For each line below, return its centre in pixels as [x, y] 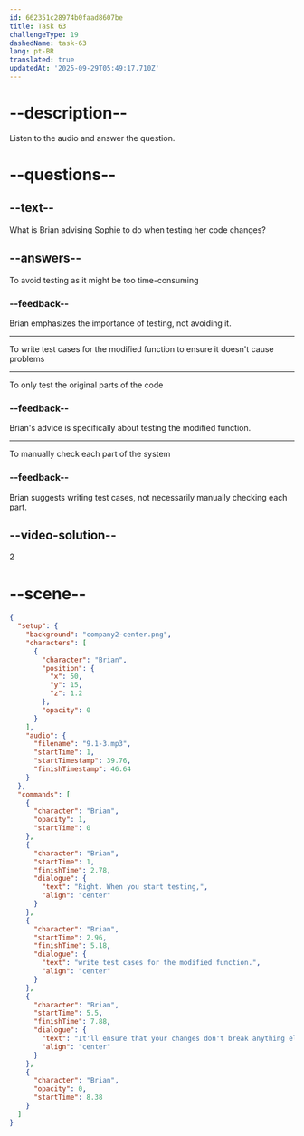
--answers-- [45, 258]
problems [27, 358]
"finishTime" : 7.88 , [72, 1022]
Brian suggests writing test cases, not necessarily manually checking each [148, 497]
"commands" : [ [44, 794]
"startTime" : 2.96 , [70, 938]
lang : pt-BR [32, 52]
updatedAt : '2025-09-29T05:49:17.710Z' [85, 69]
